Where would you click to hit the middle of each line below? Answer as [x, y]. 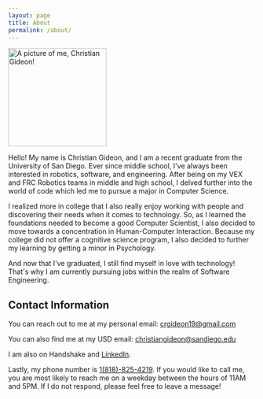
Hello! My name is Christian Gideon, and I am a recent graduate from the [125, 157]
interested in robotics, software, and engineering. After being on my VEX [126, 175]
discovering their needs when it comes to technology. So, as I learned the [127, 215]
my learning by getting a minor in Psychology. [82, 248]
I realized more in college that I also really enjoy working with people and [126, 206]
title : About [29, 23]
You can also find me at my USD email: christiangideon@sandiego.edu [122, 339]
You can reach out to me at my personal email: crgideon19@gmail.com [122, 324]
